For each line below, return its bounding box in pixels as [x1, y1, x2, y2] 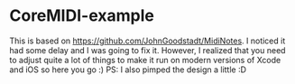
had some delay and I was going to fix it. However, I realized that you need [9, 44, 286, 55]
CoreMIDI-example [9, 5, 155, 26]
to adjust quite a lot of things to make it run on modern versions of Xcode [9, 54, 281, 65]
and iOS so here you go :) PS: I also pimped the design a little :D [9, 64, 246, 75]
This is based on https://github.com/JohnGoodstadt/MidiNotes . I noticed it [9, 35, 286, 46]
